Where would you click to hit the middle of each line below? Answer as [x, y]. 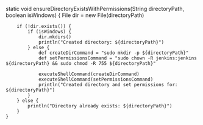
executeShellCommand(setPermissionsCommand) [96, 79]
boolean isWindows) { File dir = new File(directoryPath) [75, 15]
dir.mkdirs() [55, 37]
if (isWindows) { [49, 32]
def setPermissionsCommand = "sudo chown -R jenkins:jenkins [118, 58]
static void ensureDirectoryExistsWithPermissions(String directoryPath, [95, 9]
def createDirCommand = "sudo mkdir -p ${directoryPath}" [113, 53]
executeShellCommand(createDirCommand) [89, 74]
